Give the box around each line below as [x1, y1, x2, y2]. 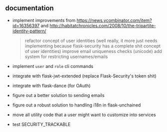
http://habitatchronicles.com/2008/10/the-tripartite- [49, 22, 156, 28]
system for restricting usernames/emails [24, 53, 108, 59]
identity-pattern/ [12, 27, 46, 34]
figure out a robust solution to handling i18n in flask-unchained [12, 102, 141, 108]
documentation [5, 4, 54, 12]
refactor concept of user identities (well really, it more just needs [24, 37, 158, 43]
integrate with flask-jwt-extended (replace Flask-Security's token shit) [12, 72, 157, 79]
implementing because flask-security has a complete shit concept [24, 42, 161, 49]
